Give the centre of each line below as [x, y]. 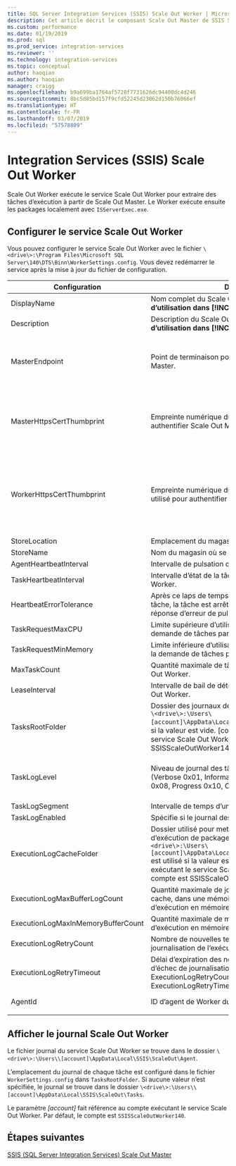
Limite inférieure [178, 645]
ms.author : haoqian [36, 79]
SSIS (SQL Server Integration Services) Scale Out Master [90, 1154]
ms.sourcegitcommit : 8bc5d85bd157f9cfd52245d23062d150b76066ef [102, 99]
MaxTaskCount [35, 670]
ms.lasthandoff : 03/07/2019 [48, 118]
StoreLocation [34, 541]
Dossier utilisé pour [183, 829]
